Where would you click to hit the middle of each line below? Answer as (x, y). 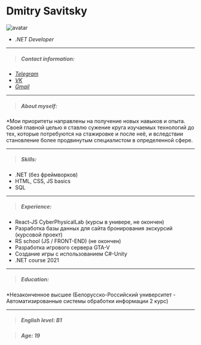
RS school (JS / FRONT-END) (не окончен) (68, 241)
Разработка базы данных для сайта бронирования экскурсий (94, 228)
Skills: (29, 160)
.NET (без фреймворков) (46, 175)
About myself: (39, 106)
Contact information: (48, 59)
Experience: (36, 207)
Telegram (27, 74)
